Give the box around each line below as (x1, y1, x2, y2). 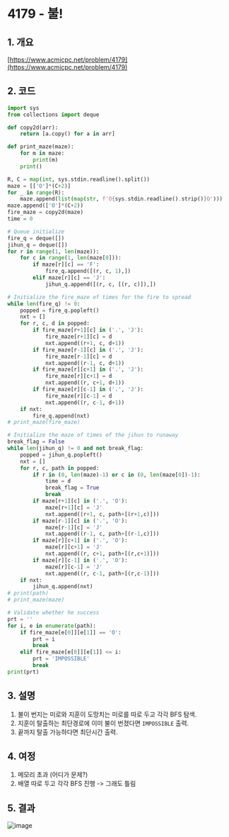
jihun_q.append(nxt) (33, 583, 93, 590)
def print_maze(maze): (7, 143, 74, 150)
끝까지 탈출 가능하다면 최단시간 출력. (17, 727, 118, 736)
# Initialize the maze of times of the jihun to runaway (7, 432, 179, 439)
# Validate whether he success (7, 610, 100, 617)
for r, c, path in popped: (20, 464, 100, 471)
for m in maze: (20, 150, 65, 157)
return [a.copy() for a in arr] (20, 130, 115, 137)
